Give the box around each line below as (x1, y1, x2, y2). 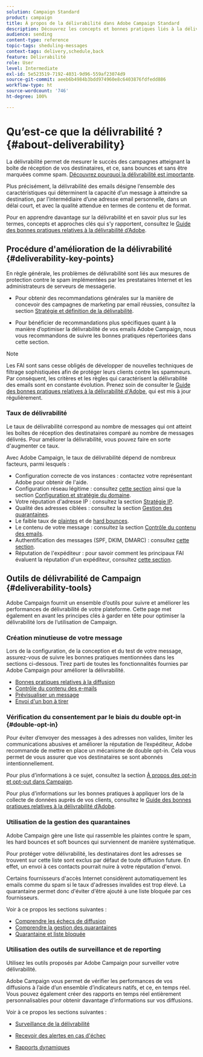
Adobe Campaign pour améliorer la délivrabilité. (6, 666, 125, 674)
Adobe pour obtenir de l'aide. (14, 478, 89, 486)
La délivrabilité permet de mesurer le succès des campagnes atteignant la (6, 158, 190, 165)
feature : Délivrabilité (6, 54, 66, 60)
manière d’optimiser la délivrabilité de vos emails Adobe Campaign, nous (14, 325, 196, 332)
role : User (6, 59, 34, 65)
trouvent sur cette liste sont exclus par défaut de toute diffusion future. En (6, 856, 190, 864)
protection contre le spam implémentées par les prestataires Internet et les (6, 276, 192, 283)
